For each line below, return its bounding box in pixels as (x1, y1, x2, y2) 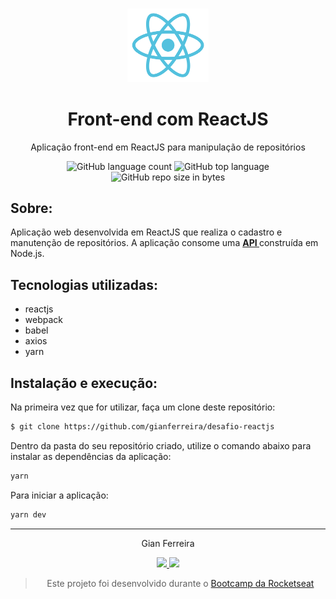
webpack (24, 314, 63, 326)
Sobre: (10, 199, 53, 217)
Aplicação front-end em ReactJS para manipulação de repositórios (30, 141, 306, 153)
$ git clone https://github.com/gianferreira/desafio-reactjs (10, 421, 275, 432)
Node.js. (10, 248, 45, 260)
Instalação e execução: (10, 374, 158, 392)
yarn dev (10, 509, 47, 520)
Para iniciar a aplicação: (10, 489, 109, 501)
